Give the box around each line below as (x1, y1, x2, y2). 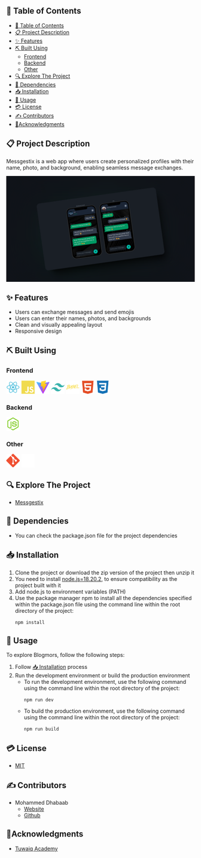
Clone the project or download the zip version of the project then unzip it (14, 569, 194, 576)
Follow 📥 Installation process (14, 664, 88, 671)
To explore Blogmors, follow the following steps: (6, 652, 125, 659)
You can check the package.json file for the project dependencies (14, 532, 178, 539)
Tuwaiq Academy (14, 845, 58, 852)
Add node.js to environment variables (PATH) (14, 588, 126, 595)
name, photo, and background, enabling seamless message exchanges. (6, 164, 184, 171)
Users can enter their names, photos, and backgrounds (14, 315, 151, 322)
